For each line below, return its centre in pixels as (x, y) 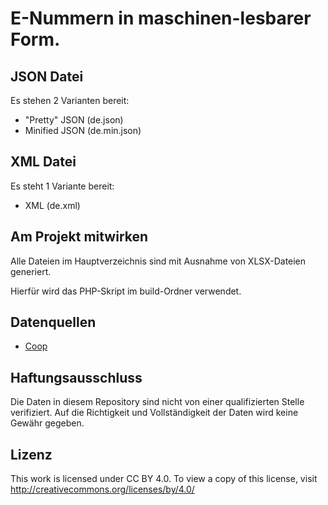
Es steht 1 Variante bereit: (62, 186)
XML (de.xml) (52, 205)
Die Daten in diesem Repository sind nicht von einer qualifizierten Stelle (157, 402)
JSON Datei (47, 76)
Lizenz (31, 454)
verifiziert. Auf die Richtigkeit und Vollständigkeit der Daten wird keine (154, 413)
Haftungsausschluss (76, 377)
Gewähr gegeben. (47, 423)
